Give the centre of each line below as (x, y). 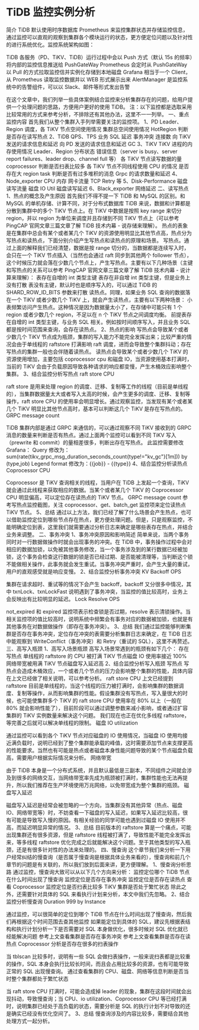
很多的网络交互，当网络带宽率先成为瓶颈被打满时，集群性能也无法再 (99, 777)
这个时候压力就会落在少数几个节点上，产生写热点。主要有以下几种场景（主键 (99, 262)
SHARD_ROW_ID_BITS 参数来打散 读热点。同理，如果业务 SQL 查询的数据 (96, 292)
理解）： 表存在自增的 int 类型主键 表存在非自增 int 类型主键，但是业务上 (103, 277)
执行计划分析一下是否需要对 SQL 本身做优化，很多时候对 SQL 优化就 (99, 929)
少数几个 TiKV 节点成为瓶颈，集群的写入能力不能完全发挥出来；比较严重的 (97, 336)
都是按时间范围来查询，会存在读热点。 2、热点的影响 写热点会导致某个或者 (97, 329)
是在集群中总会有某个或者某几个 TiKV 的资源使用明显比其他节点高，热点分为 (99, 233)
